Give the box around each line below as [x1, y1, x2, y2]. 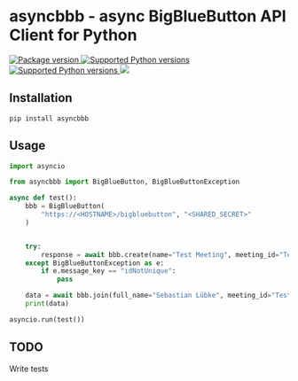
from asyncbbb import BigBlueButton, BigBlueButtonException [9, 177, 240, 187]
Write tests [9, 363, 49, 374]
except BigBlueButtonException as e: [25, 259, 165, 268]
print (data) [25, 299, 69, 308]
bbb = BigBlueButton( [25, 202, 105, 211]
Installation [9, 90, 73, 105]
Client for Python [9, 25, 137, 45]
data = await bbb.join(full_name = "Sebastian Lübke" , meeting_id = [25, 291, 272, 300]
